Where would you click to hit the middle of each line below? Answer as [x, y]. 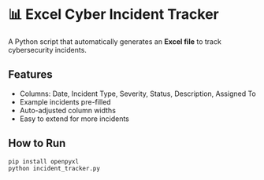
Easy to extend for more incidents [74, 119]
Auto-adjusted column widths [68, 110]
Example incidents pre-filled [65, 101]
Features [30, 75]
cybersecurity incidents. [47, 50]
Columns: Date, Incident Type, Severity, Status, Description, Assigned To [138, 94]
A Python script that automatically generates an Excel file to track [115, 41]
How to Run [37, 143]
